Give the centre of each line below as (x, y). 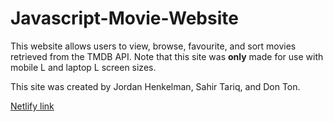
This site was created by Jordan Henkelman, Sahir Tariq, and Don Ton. (155, 86)
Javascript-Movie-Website (124, 18)
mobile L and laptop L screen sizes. (83, 67)
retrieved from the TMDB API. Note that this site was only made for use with (167, 56)
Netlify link (32, 106)
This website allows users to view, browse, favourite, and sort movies (153, 46)
